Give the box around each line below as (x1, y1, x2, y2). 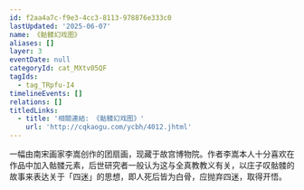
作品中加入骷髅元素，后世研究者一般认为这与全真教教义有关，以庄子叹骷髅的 (9, 160, 295, 170)
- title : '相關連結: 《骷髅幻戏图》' (17, 114, 145, 123)
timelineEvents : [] (9, 89, 83, 98)
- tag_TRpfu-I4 (17, 81, 75, 90)
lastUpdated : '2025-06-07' (9, 22, 111, 31)
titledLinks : (9, 106, 59, 115)
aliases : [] (9, 38, 54, 48)
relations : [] (9, 97, 63, 107)
